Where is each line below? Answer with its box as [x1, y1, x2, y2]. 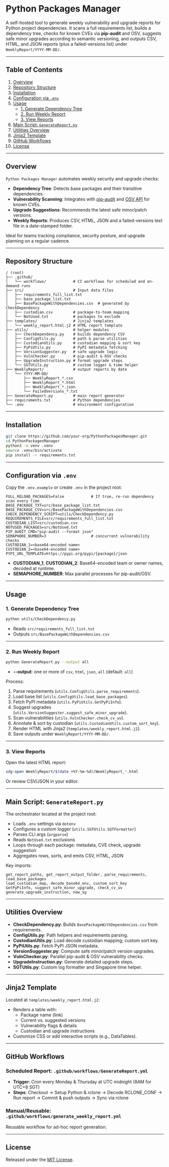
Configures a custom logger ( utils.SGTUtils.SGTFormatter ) [13, 826, 136, 832]
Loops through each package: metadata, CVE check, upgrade [13, 842, 141, 848]
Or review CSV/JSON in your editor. [6, 778, 79, 784]
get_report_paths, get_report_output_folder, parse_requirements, [6, 872, 147, 877]
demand [6, 283, 20, 289]
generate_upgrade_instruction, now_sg [6, 890, 87, 895]
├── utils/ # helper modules [6, 328, 109, 333]
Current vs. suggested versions [20, 1017, 86, 1023]
